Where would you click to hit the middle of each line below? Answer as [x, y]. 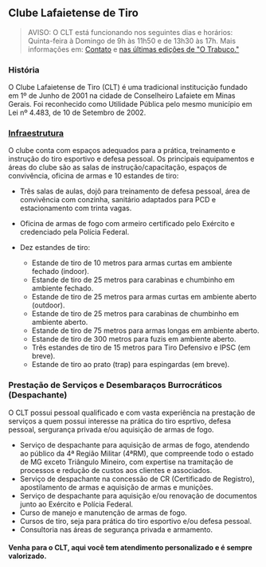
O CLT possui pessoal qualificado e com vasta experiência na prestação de [132, 413]
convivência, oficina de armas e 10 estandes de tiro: [94, 176]
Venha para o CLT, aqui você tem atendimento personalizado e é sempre [130, 548]
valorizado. [27, 556]
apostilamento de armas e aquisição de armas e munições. [116, 487]
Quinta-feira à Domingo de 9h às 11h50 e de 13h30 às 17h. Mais [132, 41]
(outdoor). [48, 305]
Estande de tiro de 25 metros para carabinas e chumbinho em [133, 280]
